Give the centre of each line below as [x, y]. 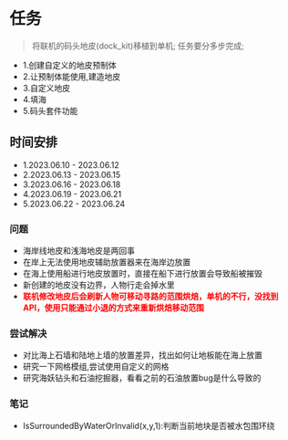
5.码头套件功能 [50, 110]
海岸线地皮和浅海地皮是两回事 [78, 251]
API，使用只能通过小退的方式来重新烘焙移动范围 [113, 308]
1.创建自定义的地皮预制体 [69, 65]
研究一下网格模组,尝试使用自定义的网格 [96, 367]
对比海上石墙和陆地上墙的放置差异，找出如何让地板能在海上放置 [142, 355]
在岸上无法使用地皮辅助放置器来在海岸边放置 [107, 262]
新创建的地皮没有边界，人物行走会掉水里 [98, 285]
